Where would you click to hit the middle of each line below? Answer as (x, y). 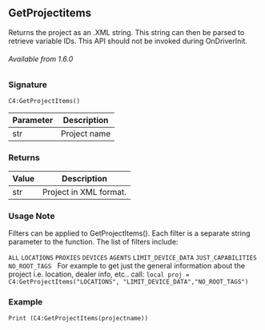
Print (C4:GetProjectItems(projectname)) (78, 319)
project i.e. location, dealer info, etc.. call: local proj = (99, 274)
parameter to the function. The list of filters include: (93, 241)
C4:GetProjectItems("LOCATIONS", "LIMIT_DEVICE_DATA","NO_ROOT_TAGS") (128, 282)
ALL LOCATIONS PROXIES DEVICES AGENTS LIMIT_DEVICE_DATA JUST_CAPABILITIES (133, 258)
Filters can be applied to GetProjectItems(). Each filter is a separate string (129, 233)
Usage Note (32, 216)
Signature (28, 85)
